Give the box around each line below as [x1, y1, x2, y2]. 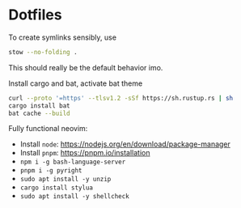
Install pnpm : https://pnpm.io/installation [19, 148, 150, 158]
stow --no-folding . [8, 48, 78, 56]
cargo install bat [8, 101, 70, 110]
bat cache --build [8, 109, 70, 117]
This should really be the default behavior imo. [8, 62, 163, 72]
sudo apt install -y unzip [19, 176, 112, 184]
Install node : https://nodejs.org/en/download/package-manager [19, 139, 230, 149]
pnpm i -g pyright [19, 167, 82, 175]
